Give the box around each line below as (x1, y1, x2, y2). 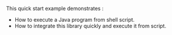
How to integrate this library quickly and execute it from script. (14, 23, 167, 29)
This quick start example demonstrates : (6, 5, 104, 12)
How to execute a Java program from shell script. (14, 16, 135, 23)
